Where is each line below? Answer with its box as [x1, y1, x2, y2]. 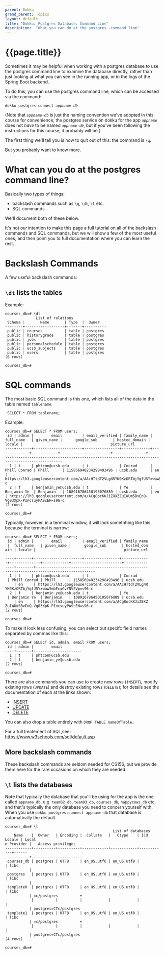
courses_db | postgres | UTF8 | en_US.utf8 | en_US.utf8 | [7, 859, 139, 864]
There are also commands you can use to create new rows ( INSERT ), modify [5, 678, 158, 684]
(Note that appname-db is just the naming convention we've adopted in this [5, 112, 154, 118]
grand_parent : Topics [5, 12, 50, 17]
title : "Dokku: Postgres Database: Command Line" [5, 21, 109, 26]
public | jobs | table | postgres [7, 337, 105, 342]
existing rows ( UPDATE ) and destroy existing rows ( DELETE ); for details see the [5, 684, 160, 690]
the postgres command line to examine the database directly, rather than [5, 69, 152, 75]
